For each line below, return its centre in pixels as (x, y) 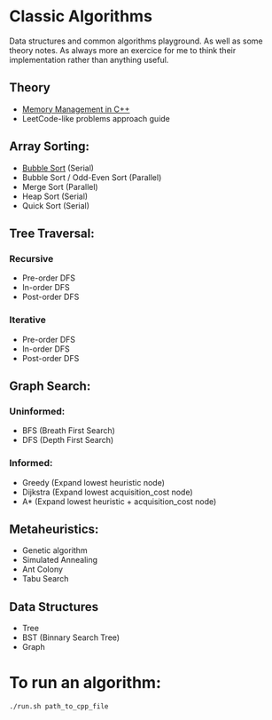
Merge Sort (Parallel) (60, 186)
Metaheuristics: (54, 529)
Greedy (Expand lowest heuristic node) (93, 482)
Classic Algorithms (81, 16)
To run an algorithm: (85, 683)
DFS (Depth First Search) (68, 440)
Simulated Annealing (60, 560)
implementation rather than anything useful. (89, 59)
